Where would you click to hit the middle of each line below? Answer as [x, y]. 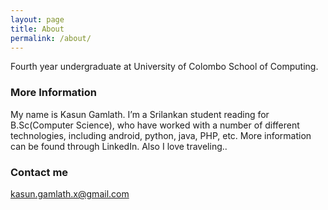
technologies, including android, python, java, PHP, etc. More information [161, 135]
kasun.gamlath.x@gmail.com [70, 193]
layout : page [37, 19]
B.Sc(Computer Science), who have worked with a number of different [155, 125]
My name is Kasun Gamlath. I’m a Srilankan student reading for [140, 114]
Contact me [39, 172]
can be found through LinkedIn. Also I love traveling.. [119, 146]
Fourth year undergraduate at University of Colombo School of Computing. [164, 67]
